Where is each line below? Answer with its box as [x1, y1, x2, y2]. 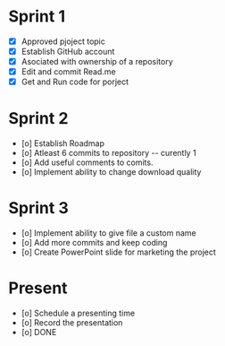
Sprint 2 [8, 108, 69, 129]
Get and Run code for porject [21, 76, 129, 87]
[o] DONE [21, 327, 57, 338]
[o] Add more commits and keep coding [21, 238, 168, 248]
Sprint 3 [8, 198, 69, 219]
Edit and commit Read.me [21, 66, 117, 77]
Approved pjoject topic [21, 36, 106, 47]
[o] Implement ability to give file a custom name [21, 228, 197, 238]
